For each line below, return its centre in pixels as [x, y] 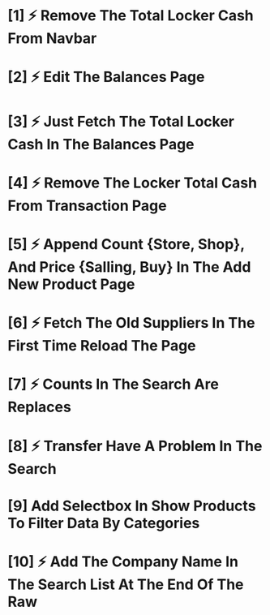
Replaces [40, 407]
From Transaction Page [87, 206]
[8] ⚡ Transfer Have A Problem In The [135, 446]
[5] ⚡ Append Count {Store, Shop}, [126, 244]
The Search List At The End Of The [126, 584]
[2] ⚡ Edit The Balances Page [106, 77]
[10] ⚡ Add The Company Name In [123, 561]
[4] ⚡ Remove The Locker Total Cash [132, 183]
